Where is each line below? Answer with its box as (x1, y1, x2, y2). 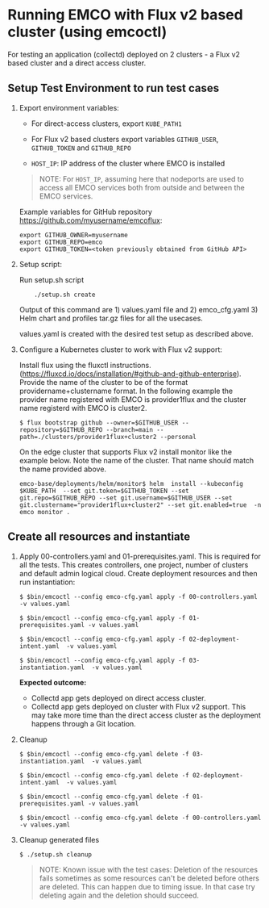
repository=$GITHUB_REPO (19, 425, 103, 433)
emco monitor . (19, 508, 71, 516)
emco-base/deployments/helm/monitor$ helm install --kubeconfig (19, 479, 243, 487)
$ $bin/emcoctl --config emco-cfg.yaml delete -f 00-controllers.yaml (19, 814, 262, 822)
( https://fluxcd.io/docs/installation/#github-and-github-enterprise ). (19, 369, 242, 379)
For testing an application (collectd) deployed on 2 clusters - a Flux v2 (7, 49, 241, 59)
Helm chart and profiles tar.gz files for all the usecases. (19, 313, 203, 323)
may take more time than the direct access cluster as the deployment (31, 710, 261, 720)
